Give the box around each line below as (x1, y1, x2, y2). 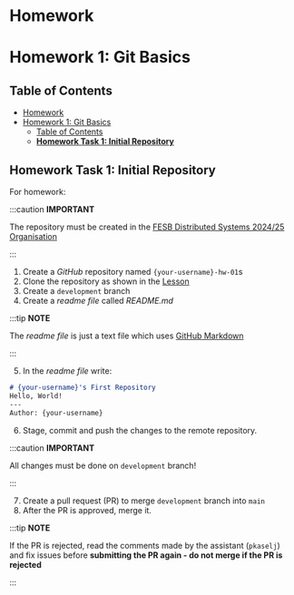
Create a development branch (22, 286, 131, 296)
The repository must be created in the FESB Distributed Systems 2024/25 (9, 221, 285, 232)
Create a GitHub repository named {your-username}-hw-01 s (22, 267, 243, 277)
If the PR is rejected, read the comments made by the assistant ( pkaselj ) (9, 540, 281, 551)
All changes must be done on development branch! (9, 460, 197, 471)
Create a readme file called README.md (22, 296, 174, 306)
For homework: (9, 187, 66, 197)
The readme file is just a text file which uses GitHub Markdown (9, 330, 244, 341)
